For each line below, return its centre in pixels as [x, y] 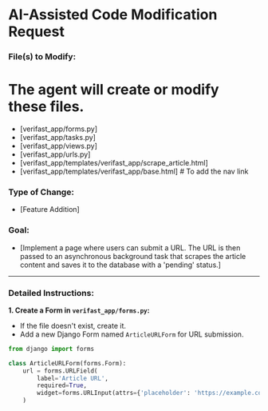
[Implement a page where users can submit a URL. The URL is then [130, 247]
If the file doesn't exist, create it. [73, 325]
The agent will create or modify [114, 90]
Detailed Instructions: [51, 293]
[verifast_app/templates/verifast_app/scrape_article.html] [114, 163]
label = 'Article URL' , [73, 378]
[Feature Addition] [49, 209]
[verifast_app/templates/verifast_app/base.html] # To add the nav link [134, 172]
